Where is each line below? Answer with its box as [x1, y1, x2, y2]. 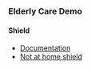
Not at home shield [19, 52, 82, 62]
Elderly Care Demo [8, 6, 82, 17]
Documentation [19, 43, 71, 53]
